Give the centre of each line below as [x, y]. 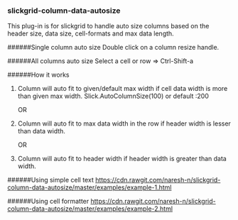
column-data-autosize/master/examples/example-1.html [90, 187]
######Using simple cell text [50, 180]
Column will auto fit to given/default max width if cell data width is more [123, 89]
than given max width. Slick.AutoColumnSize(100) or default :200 [113, 96]
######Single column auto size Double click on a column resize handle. [113, 48]
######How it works [38, 75]
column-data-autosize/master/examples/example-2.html [90, 209]
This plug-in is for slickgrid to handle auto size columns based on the [108, 26]
